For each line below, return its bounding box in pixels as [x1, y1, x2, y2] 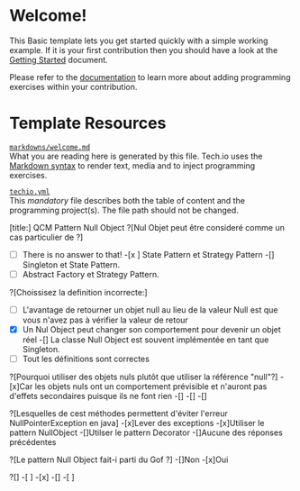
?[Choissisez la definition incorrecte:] [9, 287, 148, 297]
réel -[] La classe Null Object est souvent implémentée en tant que [22, 334, 269, 345]
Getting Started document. [9, 54, 108, 65]
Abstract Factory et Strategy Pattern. [22, 268, 159, 279]
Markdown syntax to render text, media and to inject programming [9, 159, 256, 171]
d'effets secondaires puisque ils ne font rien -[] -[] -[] [9, 391, 207, 402]
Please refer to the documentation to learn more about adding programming [9, 71, 291, 82]
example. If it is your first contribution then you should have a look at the [9, 44, 278, 55]
